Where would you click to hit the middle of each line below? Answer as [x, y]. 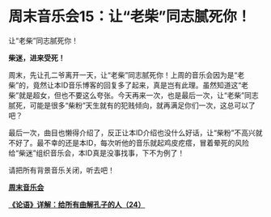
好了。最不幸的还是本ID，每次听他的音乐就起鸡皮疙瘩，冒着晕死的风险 [132, 143]
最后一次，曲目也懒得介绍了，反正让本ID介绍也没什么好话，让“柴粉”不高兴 [132, 132]
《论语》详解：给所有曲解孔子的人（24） [77, 204]
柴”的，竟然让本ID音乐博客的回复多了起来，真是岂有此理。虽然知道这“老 [129, 85]
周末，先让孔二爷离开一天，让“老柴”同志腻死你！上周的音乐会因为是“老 [127, 74]
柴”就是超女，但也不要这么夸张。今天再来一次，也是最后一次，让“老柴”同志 [133, 95]
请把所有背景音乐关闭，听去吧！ [61, 170]
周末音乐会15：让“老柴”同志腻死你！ [130, 17]
